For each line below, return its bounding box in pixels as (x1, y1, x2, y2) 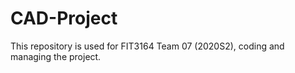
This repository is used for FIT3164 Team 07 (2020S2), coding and (10, 40, 285, 52)
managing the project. (10, 50, 102, 62)
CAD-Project (10, 7, 118, 30)
